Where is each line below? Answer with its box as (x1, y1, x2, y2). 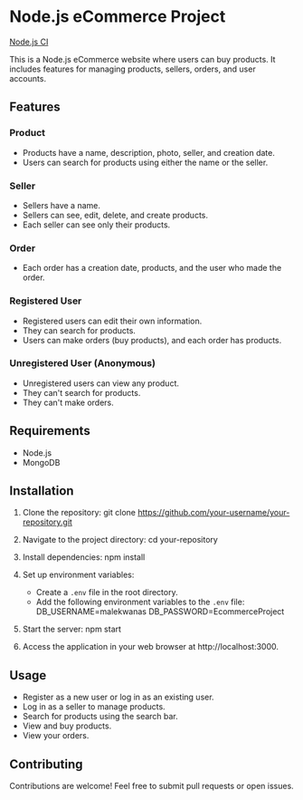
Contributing (9, 757, 83, 772)
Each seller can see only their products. (22, 219, 171, 230)
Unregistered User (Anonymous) (9, 357, 156, 370)
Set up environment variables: (22, 569, 135, 581)
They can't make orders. (22, 397, 115, 408)
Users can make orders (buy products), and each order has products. (22, 334, 282, 345)
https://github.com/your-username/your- (137, 507, 290, 518)
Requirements (9, 423, 90, 439)
